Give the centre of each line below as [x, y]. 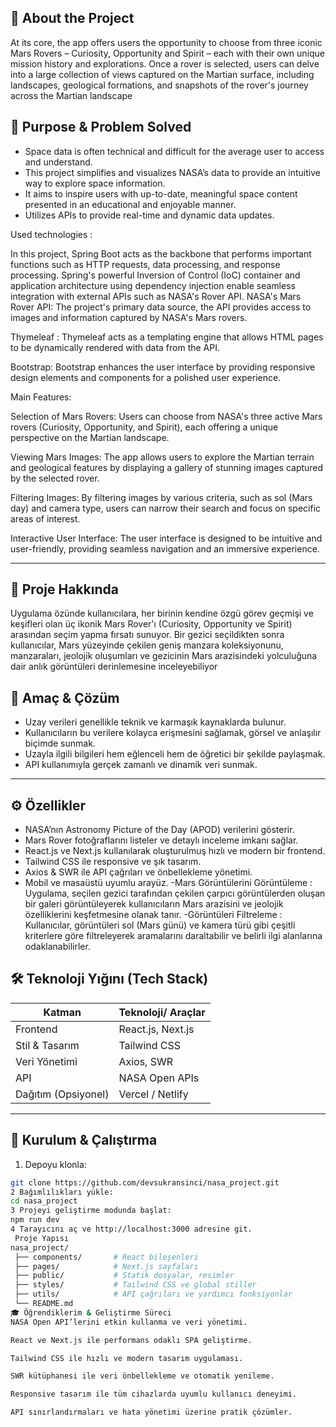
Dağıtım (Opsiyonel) [62, 1094]
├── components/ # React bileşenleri [106, 1257]
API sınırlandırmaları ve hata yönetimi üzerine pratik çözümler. [151, 1412]
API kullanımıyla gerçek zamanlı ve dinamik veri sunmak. [141, 765]
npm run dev [35, 1220]
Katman [62, 1012]
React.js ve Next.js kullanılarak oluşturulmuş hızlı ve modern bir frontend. [175, 851]
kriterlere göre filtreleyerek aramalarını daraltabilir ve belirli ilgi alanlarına [173, 936]
